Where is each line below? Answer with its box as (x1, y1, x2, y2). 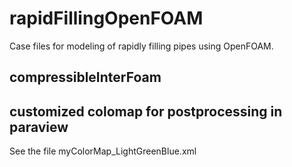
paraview (9, 118, 69, 136)
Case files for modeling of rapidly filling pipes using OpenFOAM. (9, 40, 274, 52)
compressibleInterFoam (9, 69, 162, 86)
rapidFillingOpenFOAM (9, 7, 204, 30)
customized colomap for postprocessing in (9, 103, 283, 120)
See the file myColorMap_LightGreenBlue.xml (9, 145, 197, 157)
